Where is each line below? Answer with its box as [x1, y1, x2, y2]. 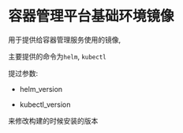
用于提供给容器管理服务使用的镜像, [8, 35, 121, 44]
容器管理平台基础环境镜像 [8, 7, 175, 25]
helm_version [19, 84, 63, 93]
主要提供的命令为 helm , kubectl [8, 51, 106, 61]
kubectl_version [19, 100, 71, 109]
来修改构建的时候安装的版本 [8, 116, 99, 125]
